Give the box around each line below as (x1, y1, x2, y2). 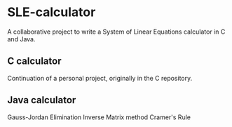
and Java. (7, 34, 36, 43)
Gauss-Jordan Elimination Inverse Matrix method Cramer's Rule (7, 113, 191, 121)
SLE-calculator (7, 4, 96, 20)
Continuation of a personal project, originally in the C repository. (7, 74, 193, 82)
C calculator (7, 55, 62, 67)
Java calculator (7, 94, 76, 106)
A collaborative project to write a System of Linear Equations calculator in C (7, 27, 226, 36)
